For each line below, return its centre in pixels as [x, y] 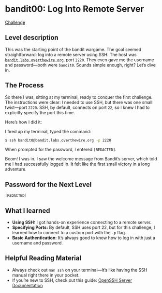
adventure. [16, 169]
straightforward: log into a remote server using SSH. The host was [71, 54]
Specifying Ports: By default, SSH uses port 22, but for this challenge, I [83, 227]
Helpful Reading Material [43, 258]
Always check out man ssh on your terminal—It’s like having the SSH [80, 270]
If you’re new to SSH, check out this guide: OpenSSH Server [72, 280]
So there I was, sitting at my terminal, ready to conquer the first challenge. [79, 97]
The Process [24, 85]
